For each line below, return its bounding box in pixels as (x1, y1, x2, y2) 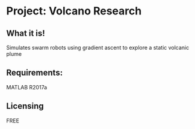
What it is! (6, 28, 45, 38)
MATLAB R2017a (6, 83, 48, 91)
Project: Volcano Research (6, 4, 142, 18)
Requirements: (6, 68, 63, 78)
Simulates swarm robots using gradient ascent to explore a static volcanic (6, 44, 190, 51)
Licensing (6, 101, 44, 112)
